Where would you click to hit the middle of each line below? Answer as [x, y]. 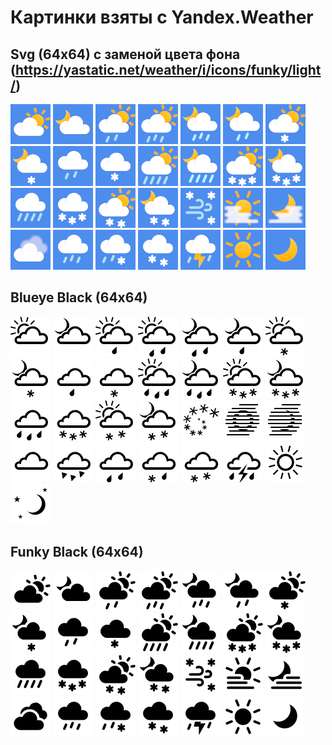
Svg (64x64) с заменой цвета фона [125, 54]
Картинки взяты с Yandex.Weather [162, 17]
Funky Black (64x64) [77, 552]
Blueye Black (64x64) [79, 297]
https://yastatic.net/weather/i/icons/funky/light [168, 69]
